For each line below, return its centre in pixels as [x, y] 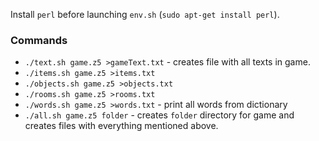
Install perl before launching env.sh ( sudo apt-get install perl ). [145, 14]
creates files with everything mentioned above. [121, 126]
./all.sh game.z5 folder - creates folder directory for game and [159, 115]
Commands [39, 40]
